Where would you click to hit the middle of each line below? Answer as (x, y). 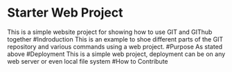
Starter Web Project (65, 13)
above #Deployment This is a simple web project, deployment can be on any (116, 54)
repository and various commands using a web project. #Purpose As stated (115, 46)
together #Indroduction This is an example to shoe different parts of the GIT (115, 39)
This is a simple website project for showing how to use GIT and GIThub (110, 32)
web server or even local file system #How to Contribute (88, 61)
